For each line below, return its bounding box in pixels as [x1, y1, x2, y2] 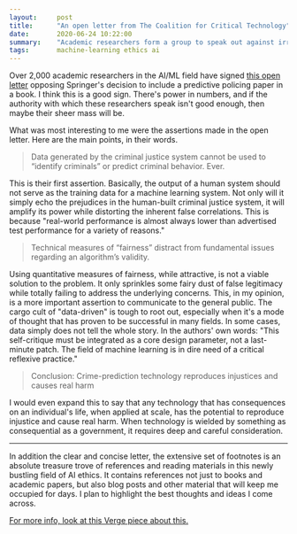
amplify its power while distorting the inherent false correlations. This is [9, 206, 270, 217]
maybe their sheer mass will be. [9, 108, 126, 119]
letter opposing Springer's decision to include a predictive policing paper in [9, 80, 284, 90]
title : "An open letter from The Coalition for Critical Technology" [9, 21, 291, 30]
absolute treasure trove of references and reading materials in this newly [9, 460, 274, 471]
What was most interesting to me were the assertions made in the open [9, 125, 269, 135]
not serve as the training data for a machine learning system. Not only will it [9, 188, 285, 198]
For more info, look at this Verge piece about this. [9, 515, 189, 526]
